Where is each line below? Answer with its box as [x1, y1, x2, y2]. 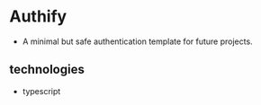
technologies [9, 62, 85, 77]
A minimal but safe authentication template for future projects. [22, 36, 254, 47]
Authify [9, 6, 67, 27]
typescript [22, 85, 61, 96]
